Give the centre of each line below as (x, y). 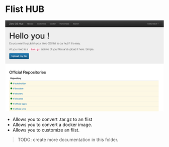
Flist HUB (25, 9)
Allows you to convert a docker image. (52, 124)
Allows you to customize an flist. (46, 130)
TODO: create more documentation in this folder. (68, 139)
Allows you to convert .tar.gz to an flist (52, 119)
